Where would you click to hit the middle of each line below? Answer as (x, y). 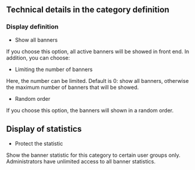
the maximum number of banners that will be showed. (73, 87)
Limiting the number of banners (54, 69)
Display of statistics (44, 129)
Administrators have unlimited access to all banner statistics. (81, 161)
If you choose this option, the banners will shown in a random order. (90, 110)
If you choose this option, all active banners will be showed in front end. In (98, 51)
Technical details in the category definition (88, 10)
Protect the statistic (39, 143)
